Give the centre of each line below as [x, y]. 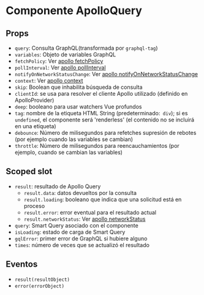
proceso [34, 205]
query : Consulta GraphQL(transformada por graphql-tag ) [86, 48]
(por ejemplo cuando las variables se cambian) [74, 139]
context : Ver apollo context [49, 81]
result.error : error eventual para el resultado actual [90, 212]
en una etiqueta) [35, 126]
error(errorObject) [40, 286]
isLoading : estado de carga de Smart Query [70, 232]
